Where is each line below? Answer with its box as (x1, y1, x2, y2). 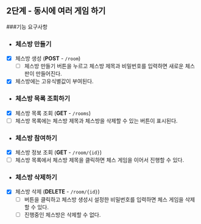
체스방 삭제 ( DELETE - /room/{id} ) (15, 188, 100, 195)
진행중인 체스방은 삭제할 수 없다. (24, 211, 101, 218)
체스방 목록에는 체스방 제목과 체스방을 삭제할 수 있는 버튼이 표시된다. (15, 117, 178, 124)
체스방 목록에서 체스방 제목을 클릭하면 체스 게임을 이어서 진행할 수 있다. (15, 156, 185, 164)
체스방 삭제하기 (15, 173, 58, 181)
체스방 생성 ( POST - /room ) (15, 55, 81, 62)
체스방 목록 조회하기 (15, 94, 71, 103)
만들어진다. (35, 70, 62, 77)
